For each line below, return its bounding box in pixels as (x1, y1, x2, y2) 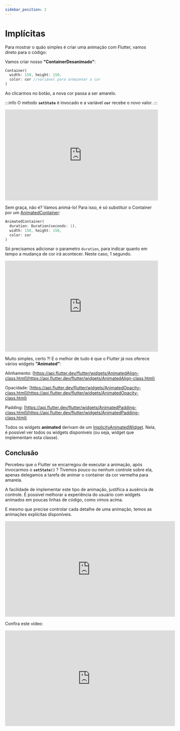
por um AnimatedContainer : (5, 210, 61, 216)
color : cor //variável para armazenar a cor (9, 77, 101, 82)
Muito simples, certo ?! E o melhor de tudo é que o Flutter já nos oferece (5, 356, 149, 362)
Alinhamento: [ (5, 370, 34, 376)
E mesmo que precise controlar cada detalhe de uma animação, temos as (5, 506, 152, 512)
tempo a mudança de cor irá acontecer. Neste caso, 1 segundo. (5, 251, 132, 257)
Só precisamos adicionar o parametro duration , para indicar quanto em (5, 246, 147, 252)
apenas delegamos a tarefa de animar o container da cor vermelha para (5, 472, 148, 478)
